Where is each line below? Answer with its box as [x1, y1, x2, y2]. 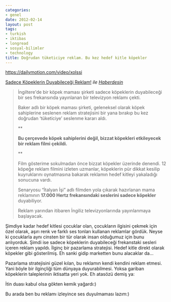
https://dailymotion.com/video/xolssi [5, 69, 83, 75]
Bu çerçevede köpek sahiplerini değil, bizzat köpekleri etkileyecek [17, 135, 161, 142]
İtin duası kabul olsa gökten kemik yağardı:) [5, 281, 96, 287]
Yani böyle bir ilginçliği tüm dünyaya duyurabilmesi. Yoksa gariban [5, 266, 144, 272]
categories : [5, 7, 31, 13]
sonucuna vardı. [17, 177, 52, 183]
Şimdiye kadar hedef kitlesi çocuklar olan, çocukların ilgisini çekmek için [5, 223, 157, 229]
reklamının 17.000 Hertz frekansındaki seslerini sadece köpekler [17, 192, 156, 198]
